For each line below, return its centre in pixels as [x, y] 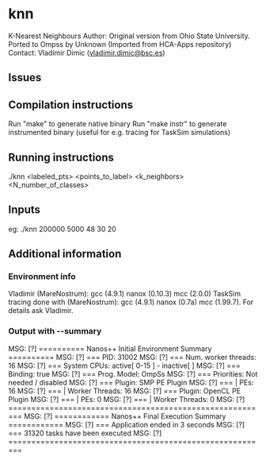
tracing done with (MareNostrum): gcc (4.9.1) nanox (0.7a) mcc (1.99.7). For [131, 302]
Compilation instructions [70, 104]
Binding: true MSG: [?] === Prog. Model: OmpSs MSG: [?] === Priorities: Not [133, 373]
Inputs [25, 210]
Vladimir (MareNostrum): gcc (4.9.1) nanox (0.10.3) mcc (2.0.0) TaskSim [125, 294]
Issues [25, 77]
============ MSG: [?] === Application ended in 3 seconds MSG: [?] [127, 424]
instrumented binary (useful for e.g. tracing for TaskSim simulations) [120, 133]
